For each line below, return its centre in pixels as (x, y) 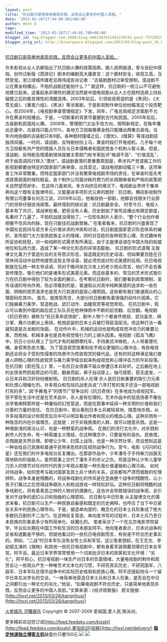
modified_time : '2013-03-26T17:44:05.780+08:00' (56, 33)
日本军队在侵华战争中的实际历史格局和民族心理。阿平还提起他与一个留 (90, 571)
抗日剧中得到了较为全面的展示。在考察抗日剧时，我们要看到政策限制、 (85, 279)
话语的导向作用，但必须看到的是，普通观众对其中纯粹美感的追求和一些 (81, 285)
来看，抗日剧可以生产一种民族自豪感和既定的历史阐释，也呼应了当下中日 (83, 503)
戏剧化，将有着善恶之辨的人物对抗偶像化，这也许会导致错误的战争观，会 (83, 490)
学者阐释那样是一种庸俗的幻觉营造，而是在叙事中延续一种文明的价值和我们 (85, 403)
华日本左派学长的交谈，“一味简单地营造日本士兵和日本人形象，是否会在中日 (83, 577)
